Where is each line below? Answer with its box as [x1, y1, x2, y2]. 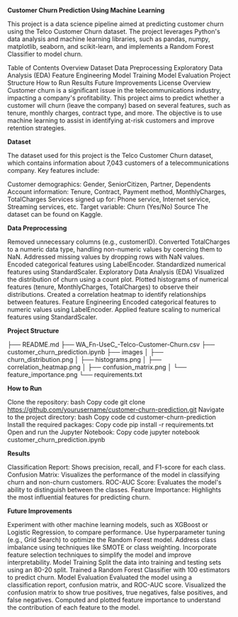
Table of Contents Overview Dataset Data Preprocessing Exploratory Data [7, 64, 223, 72]
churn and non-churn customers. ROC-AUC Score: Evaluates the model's [7, 478, 222, 486]
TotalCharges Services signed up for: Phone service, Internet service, [7, 195, 211, 203]
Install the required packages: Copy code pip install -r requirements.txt [7, 421, 214, 429]
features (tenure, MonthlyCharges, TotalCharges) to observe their [7, 283, 199, 291]
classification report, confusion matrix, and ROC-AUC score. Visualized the [7, 581, 227, 589]
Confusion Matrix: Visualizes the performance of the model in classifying [7, 470, 220, 479]
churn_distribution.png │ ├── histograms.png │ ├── [7, 356, 161, 363]
